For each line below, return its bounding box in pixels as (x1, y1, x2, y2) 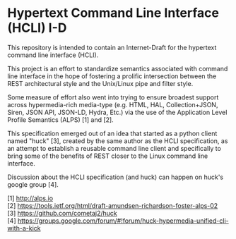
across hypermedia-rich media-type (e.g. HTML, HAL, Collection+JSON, (7, 100, 218, 109)
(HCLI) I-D (7, 20, 67, 36)
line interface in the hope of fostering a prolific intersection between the (7, 72, 217, 80)
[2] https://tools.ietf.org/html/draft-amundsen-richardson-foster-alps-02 (7, 201, 218, 209)
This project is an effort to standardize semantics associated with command (7, 64, 228, 73)
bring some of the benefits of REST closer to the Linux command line (7, 152, 208, 160)
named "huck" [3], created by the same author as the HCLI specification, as (7, 136, 228, 145)
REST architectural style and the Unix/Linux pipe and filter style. (7, 79, 194, 87)
